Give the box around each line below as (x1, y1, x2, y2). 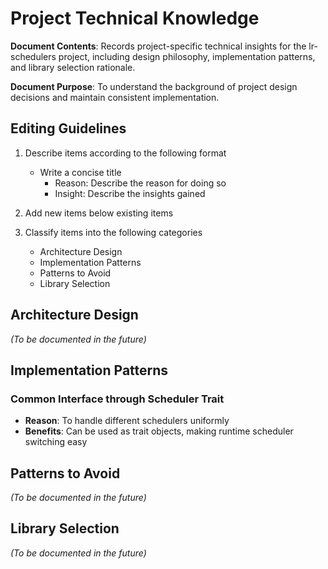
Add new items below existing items (24, 207, 174, 219)
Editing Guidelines (10, 120, 127, 137)
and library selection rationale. (10, 61, 136, 73)
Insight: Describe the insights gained (54, 187, 206, 199)
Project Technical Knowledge (10, 7, 260, 30)
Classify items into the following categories (24, 226, 203, 238)
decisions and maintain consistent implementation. (10, 91, 220, 103)
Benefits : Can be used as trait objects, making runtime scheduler (24, 425, 294, 437)
